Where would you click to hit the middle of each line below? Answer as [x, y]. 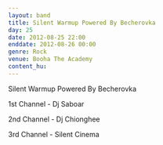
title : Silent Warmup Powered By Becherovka [82, 23]
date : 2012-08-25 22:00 [47, 37]
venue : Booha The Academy [50, 60]
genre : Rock [27, 52]
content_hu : [27, 67]
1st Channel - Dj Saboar [46, 103]
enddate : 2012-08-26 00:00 [52, 45]
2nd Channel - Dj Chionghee [54, 119]
